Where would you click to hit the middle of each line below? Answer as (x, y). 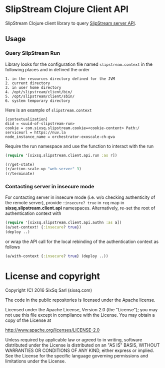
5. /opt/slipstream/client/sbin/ (40, 96)
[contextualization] (27, 119)
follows (12, 247)
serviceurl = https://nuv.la (35, 132)
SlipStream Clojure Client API (67, 9)
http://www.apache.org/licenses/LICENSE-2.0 (52, 330)
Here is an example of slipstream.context (48, 110)
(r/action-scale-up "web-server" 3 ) (43, 169)
